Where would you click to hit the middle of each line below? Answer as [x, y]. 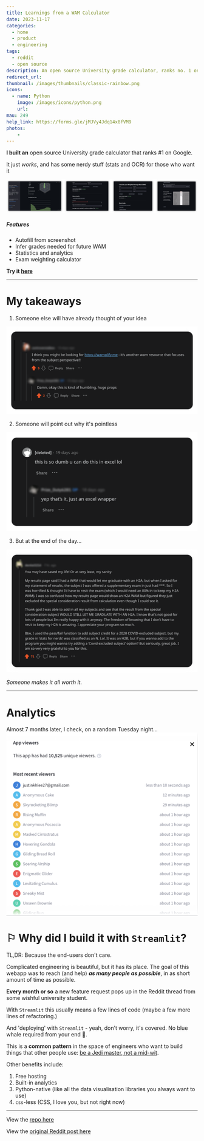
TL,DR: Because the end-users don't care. [59, 955]
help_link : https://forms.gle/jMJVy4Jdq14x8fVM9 [69, 122]
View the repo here [30, 1119]
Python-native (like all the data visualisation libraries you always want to [105, 1089]
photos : [16, 128]
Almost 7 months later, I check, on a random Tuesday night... [82, 729]
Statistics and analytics [44, 253]
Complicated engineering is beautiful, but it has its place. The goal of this [98, 967]
